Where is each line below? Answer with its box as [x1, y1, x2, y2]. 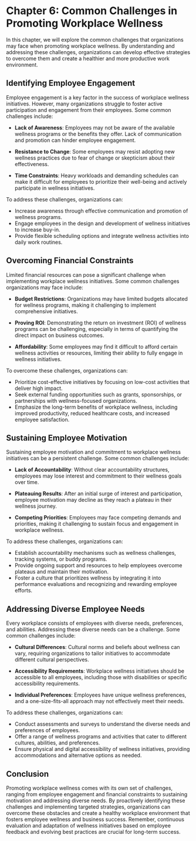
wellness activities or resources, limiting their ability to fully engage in [14, 349, 183, 356]
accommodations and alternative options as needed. [14, 752, 142, 759]
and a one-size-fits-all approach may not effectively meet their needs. [14, 698, 185, 705]
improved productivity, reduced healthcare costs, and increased [14, 409, 170, 416]
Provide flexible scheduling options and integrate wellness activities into [14, 232, 190, 239]
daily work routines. [14, 239, 63, 246]
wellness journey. [14, 502, 58, 510]
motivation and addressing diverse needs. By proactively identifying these [6, 797, 185, 804]
